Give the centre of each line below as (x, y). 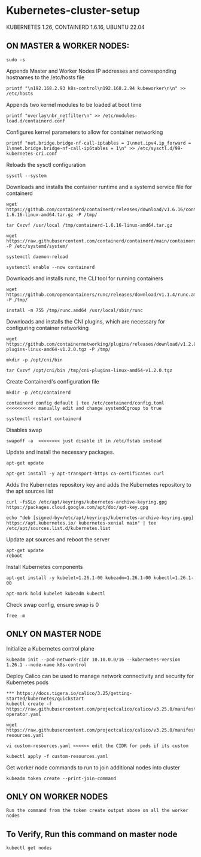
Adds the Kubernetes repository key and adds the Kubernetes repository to (99, 484)
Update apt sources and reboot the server (58, 539)
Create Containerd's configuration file (53, 381)
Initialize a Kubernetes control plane (50, 648)
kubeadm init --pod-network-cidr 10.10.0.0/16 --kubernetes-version (93, 660)
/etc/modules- (120, 116)
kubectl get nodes (29, 848)
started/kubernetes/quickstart (45, 699)
